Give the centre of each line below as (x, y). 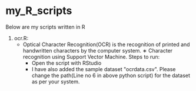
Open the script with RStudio (67, 63)
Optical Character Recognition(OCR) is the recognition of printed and (106, 44)
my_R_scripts (39, 11)
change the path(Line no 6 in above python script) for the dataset (111, 75)
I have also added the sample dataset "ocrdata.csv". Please (104, 69)
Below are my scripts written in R (45, 27)
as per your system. (56, 81)
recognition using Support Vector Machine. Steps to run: (91, 57)
